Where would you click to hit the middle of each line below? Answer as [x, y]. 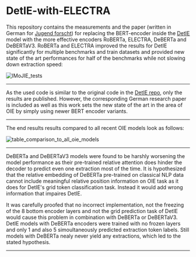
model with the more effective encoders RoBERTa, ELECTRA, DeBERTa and [96, 39]
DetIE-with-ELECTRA [58, 11]
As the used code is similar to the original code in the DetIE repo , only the [94, 92]
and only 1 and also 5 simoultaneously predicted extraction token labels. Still [98, 229]
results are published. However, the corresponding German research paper [96, 98]
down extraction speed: [34, 64]
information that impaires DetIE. [44, 193]
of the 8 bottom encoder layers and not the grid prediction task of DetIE [92, 211]
